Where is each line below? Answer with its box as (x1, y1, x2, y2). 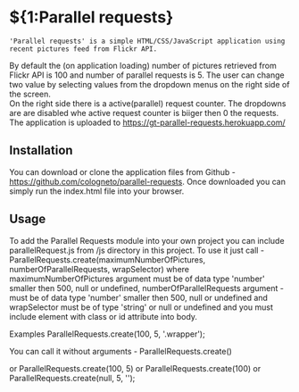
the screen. (9, 88, 52, 99)
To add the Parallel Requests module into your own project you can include (9, 235, 285, 246)
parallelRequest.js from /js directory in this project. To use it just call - (9, 245, 265, 255)
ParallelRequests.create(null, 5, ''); (9, 372, 136, 383)
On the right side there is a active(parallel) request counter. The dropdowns (9, 97, 287, 109)
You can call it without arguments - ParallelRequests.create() (9, 346, 232, 356)
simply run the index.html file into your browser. (9, 186, 185, 196)
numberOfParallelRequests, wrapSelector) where (9, 263, 190, 274)
